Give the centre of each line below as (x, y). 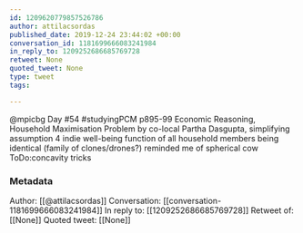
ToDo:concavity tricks (50, 157)
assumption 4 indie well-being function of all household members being (144, 138)
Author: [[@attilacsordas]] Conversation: (86, 200)
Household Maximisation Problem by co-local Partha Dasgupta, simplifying (150, 129)
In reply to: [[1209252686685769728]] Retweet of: (199, 210)
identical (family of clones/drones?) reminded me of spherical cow (134, 148)
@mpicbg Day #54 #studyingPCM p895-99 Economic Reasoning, (133, 119)
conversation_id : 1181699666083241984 (83, 43)
